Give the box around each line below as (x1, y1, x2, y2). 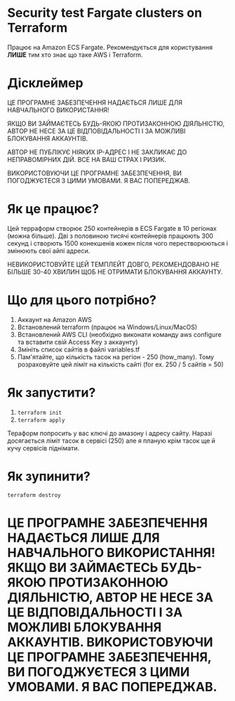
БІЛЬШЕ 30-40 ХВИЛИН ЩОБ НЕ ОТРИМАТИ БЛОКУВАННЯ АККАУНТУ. (7, 267, 223, 276)
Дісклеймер (7, 75, 83, 91)
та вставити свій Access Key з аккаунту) (17, 338, 138, 346)
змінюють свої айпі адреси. (7, 246, 90, 255)
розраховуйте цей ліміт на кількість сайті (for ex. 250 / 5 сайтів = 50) (17, 360, 224, 368)
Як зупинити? (7, 468, 91, 484)
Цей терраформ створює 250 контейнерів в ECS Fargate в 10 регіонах (7, 224, 217, 232)
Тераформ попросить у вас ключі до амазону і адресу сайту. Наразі (7, 429, 213, 437)
